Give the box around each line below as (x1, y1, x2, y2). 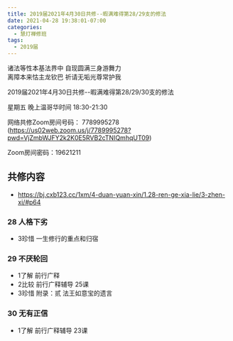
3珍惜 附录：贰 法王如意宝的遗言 (17, 289, 113, 298)
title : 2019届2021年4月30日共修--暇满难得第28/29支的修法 (7, 10, 167, 18)
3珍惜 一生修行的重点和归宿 (17, 234, 99, 243)
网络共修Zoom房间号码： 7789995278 (7, 118, 119, 126)
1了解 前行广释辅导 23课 (17, 326, 88, 335)
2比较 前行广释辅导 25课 (17, 280, 90, 288)
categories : (7, 23, 43, 31)
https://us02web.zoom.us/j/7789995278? (9, 126, 131, 134)
